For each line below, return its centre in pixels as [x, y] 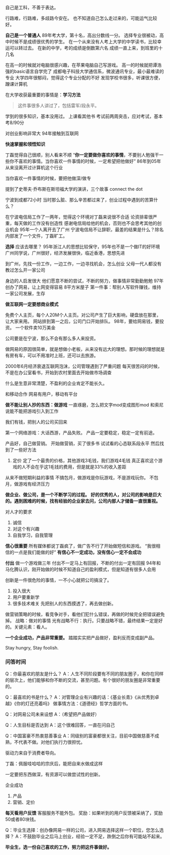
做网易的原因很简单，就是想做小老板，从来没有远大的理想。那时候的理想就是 [85, 349]
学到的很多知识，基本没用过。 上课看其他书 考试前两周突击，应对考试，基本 [84, 116]
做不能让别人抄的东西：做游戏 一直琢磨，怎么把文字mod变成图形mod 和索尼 [84, 405]
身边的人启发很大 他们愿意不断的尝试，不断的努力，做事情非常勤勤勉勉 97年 [84, 281]
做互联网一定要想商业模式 [32, 304]
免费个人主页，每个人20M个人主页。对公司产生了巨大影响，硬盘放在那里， [83, 315]
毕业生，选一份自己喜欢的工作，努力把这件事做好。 [58, 847]
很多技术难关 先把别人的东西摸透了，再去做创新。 [64, 603]
